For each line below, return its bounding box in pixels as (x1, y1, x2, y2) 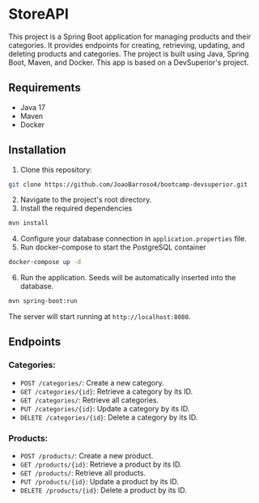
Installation (8, 143, 66, 157)
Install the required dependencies (19, 203, 133, 213)
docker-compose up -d (8, 258, 82, 266)
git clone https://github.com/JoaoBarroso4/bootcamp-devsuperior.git (8, 180, 248, 189)
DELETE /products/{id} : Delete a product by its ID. (19, 485, 188, 495)
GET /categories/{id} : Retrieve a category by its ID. (19, 386, 193, 396)
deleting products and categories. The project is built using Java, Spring (8, 49, 249, 58)
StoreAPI (8, 5, 69, 23)
